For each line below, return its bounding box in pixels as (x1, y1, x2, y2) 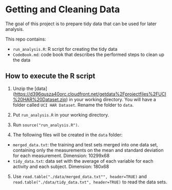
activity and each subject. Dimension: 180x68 (12, 163, 109, 169)
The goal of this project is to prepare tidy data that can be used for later (5, 21, 157, 27)
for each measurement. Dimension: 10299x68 (12, 153, 110, 159)
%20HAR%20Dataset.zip (12, 96, 67, 102)
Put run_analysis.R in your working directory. (12, 111, 109, 118)
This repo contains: (5, 36, 46, 42)
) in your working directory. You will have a (66, 96, 157, 102)
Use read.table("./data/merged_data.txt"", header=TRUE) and (12, 173, 147, 179)
